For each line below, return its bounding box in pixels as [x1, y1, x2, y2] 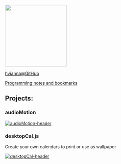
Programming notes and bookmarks [5, 80, 77, 86]
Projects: [5, 94, 33, 103]
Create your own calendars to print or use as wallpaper [5, 143, 117, 150]
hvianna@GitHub [5, 70, 39, 76]
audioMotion [5, 109, 36, 116]
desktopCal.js [5, 132, 39, 139]
